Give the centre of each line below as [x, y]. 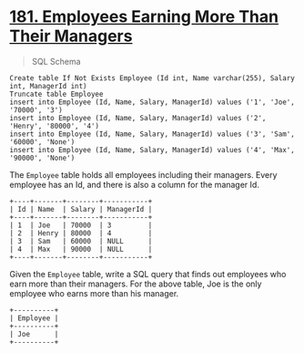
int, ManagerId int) [49, 86]
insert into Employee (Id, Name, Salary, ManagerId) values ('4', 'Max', [152, 150]
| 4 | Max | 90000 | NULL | [81, 249]
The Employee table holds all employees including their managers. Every [143, 174]
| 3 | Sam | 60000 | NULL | [81, 241]
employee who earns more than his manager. [94, 293]
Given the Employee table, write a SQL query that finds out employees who [148, 274]
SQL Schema [56, 61]
